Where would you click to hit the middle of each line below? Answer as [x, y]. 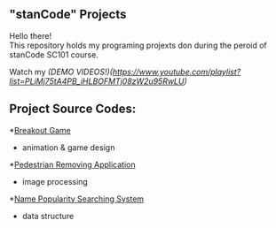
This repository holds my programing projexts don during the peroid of [138, 45]
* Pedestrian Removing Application [72, 164]
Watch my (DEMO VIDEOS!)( [61, 72]
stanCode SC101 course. [54, 54]
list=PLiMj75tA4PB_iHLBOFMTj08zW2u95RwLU [97, 81]
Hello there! [30, 35]
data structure [48, 216]
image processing [55, 181]
